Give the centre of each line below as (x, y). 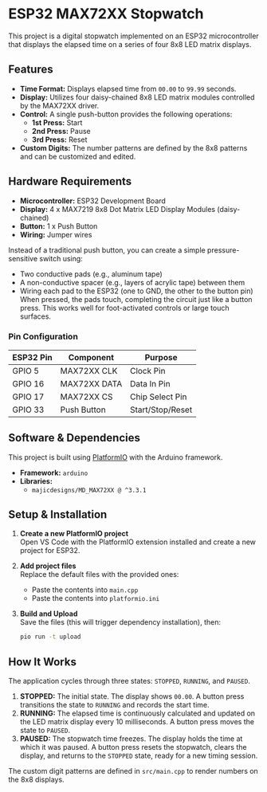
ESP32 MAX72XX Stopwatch (106, 14)
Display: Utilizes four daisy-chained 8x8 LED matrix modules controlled (137, 97)
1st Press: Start (57, 122)
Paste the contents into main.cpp (85, 590)
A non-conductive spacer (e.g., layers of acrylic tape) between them (132, 282)
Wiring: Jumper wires (56, 234)
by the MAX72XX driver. (59, 105)
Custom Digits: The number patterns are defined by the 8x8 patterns (133, 147)
